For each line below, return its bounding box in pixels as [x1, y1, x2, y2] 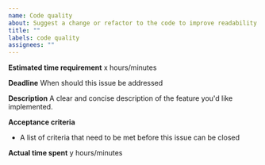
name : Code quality [8, 11, 73, 20]
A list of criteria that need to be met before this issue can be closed [19, 132, 240, 143]
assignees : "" [8, 41, 56, 49]
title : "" [8, 26, 41, 34]
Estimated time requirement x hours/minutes [8, 63, 157, 72]
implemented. [8, 102, 53, 112]
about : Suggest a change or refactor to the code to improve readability [8, 19, 258, 27]
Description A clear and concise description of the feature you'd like [8, 94, 233, 103]
